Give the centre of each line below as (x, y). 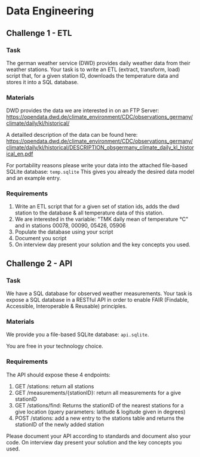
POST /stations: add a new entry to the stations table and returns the (99, 418)
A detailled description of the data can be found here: (72, 135)
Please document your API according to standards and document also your (99, 436)
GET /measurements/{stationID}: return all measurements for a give (98, 392)
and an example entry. (34, 178)
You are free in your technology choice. (55, 346)
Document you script (41, 238)
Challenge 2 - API (39, 263)
